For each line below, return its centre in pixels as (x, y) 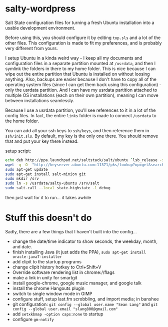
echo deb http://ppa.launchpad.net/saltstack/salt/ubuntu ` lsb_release (81, 160)
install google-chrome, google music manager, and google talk (77, 283)
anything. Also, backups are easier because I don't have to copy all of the (81, 79)
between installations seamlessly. (40, 100)
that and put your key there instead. (42, 141)
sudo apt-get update (27, 169)
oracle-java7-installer (37, 257)
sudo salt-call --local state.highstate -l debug (58, 188)
